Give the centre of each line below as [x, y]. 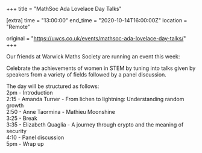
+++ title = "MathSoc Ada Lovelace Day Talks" [64, 9]
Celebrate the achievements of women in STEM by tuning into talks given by [101, 68]
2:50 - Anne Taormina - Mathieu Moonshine [61, 112]
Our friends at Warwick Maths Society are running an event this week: [93, 56]
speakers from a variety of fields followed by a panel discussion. [87, 74]
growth [15, 105]
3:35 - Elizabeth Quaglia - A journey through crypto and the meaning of [95, 125]
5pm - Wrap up [25, 144]
